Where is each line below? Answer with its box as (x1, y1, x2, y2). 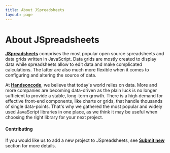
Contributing (5, 126, 33, 132)
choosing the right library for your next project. (5, 114, 104, 121)
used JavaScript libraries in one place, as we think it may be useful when (5, 109, 158, 115)
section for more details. (5, 142, 56, 148)
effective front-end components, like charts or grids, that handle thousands (5, 98, 163, 104)
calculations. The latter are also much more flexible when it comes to (5, 67, 150, 73)
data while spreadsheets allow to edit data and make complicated (5, 61, 142, 67)
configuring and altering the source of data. (5, 72, 96, 79)
